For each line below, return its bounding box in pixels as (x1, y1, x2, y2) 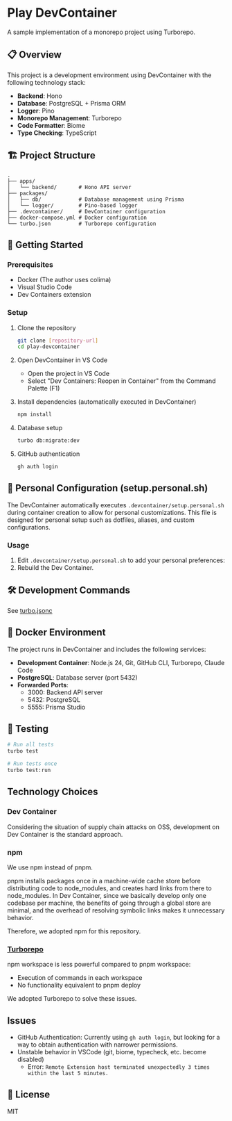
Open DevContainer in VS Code (17, 356, 108, 364)
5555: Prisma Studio (27, 703, 86, 711)
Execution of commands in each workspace (17, 974, 143, 982)
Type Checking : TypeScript (17, 129, 97, 137)
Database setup (17, 424, 63, 432)
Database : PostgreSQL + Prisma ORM (17, 99, 126, 107)
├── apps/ (7, 177, 36, 185)
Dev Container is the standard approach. (7, 830, 123, 838)
